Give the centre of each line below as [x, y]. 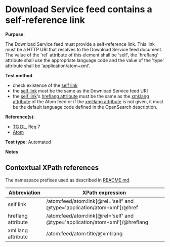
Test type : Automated [28, 142]
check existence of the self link [45, 85]
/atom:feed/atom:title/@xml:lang [84, 233]
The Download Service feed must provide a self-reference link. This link [80, 44]
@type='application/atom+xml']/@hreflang [97, 222]
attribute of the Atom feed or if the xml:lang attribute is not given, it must [88, 101]
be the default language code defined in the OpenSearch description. [85, 107]
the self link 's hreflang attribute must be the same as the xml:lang [81, 96]
